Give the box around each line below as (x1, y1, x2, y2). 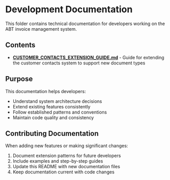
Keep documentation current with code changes (12, 169, 115, 175)
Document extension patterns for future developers (12, 152, 121, 159)
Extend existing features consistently (12, 103, 91, 109)
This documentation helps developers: (5, 88, 86, 94)
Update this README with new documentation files (12, 164, 120, 170)
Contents (5, 41, 36, 50)
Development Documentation (5, 4, 133, 15)
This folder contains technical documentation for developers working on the (5, 20, 165, 27)
